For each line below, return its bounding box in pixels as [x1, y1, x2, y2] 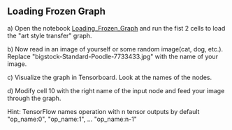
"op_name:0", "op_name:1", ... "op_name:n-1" [7, 115, 138, 123]
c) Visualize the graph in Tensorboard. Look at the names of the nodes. [7, 73, 212, 81]
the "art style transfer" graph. [7, 31, 92, 40]
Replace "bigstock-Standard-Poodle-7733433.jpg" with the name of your [7, 52, 219, 60]
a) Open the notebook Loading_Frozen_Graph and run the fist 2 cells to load [7, 24, 226, 32]
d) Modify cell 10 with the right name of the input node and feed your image [7, 86, 225, 95]
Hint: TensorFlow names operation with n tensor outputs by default [7, 107, 200, 115]
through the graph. [7, 94, 61, 102]
